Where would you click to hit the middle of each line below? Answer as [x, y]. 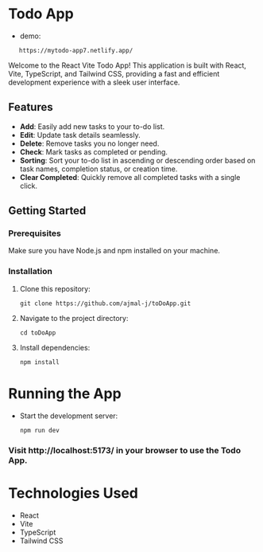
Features [31, 107]
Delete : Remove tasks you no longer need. [89, 143]
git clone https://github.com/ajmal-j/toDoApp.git [105, 303]
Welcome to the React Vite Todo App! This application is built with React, [127, 65]
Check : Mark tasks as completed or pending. [94, 151]
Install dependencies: [55, 347]
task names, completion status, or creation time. [99, 169]
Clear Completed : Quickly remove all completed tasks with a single [130, 177]
